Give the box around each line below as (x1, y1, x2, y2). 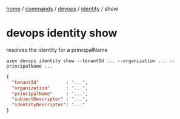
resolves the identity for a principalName (6, 46, 108, 53)
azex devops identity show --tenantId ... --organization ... (6, 57, 167, 64)
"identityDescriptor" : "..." (12, 102, 85, 108)
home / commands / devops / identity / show (6, 5, 118, 12)
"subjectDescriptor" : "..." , (12, 96, 88, 102)
